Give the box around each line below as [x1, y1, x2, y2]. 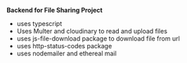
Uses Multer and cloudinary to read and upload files [16, 27, 168, 35]
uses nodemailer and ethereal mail [16, 49, 117, 57]
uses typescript [16, 20, 63, 27]
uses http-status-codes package [16, 42, 112, 50]
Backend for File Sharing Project [6, 6, 103, 14]
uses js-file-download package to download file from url [16, 34, 180, 43]
